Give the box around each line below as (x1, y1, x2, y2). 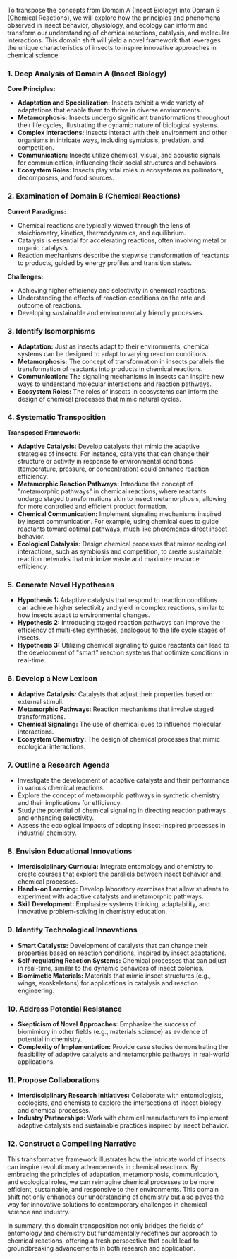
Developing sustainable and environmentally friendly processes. (17, 308, 205, 317)
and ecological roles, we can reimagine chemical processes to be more (7, 1177, 214, 1186)
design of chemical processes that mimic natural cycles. (17, 394, 181, 403)
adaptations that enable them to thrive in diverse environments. (17, 106, 202, 115)
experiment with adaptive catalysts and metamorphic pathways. (17, 892, 204, 901)
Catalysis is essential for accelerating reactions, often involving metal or (17, 236, 227, 245)
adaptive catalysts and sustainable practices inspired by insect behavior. (17, 1121, 229, 1130)
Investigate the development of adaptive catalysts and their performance (17, 776, 230, 785)
